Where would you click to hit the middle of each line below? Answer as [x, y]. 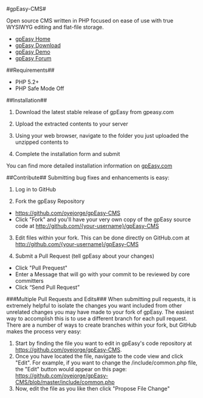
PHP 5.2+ [27, 82]
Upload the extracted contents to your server [72, 124]
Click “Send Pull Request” [47, 287]
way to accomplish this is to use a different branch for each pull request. [97, 318]
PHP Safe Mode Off [40, 88]
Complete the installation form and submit [67, 154]
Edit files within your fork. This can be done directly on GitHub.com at [102, 238]
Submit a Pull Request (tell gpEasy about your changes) [85, 256]
